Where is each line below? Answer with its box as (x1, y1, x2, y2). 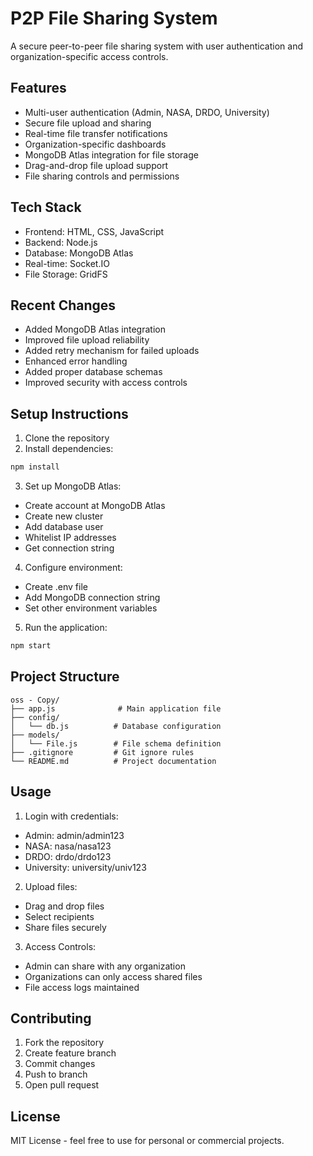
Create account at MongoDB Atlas (24, 500, 166, 512)
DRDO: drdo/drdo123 (24, 850, 112, 862)
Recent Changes (10, 297, 117, 314)
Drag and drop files (24, 900, 105, 912)
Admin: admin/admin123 (24, 829, 125, 841)
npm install (10, 462, 60, 472)
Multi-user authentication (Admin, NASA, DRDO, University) (24, 106, 270, 118)
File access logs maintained (24, 981, 140, 993)
